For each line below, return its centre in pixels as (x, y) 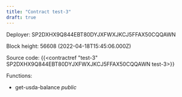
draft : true (21, 17)
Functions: (19, 75)
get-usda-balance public (46, 87)
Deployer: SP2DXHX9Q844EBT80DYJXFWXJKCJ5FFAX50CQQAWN (91, 34)
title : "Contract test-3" (39, 12)
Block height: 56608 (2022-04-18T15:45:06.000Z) (69, 46)
